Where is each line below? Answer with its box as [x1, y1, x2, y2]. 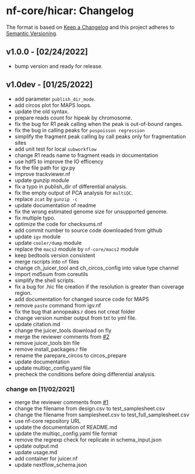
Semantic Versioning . [6, 29, 58, 37]
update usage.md [14, 449, 58, 456]
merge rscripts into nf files [14, 258, 79, 265]
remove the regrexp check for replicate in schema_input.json [14, 436, 162, 443]
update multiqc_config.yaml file [14, 364, 91, 372]
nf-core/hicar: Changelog [6, 4, 134, 18]
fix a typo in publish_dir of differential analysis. [14, 183, 127, 190]
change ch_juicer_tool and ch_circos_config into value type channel [14, 264, 179, 271]
